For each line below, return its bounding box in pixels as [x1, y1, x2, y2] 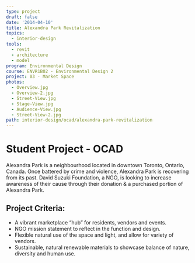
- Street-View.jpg [11, 95, 57, 101]
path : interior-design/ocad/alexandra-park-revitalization [6, 117, 153, 123]
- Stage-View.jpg [11, 101, 54, 107]
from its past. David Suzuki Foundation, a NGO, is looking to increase [6, 174, 172, 181]
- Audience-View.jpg [11, 106, 61, 112]
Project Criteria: [6, 203, 65, 213]
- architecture [11, 52, 48, 58]
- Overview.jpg [11, 85, 48, 91]
